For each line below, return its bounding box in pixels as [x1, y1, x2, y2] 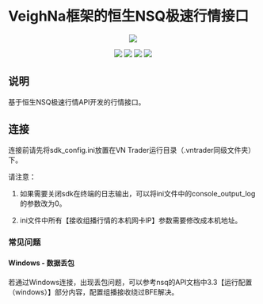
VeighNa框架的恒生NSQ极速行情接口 [8, 7, 250, 25]
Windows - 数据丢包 [8, 258, 75, 268]
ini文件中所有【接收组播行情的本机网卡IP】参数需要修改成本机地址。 [19, 215, 242, 225]
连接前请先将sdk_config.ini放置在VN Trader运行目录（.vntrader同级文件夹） [8, 145, 256, 154]
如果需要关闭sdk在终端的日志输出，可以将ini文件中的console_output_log [19, 188, 256, 198]
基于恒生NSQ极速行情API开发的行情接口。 [8, 97, 146, 107]
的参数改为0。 [19, 199, 67, 208]
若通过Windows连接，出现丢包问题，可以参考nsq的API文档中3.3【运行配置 [8, 277, 253, 287]
